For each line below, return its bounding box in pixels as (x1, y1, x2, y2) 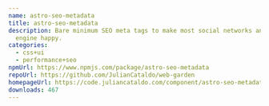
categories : (8, 41, 48, 49)
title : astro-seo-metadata (8, 19, 98, 27)
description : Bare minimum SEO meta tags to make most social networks (8, 26, 252, 34)
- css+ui (15, 49, 45, 57)
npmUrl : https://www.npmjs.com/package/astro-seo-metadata (8, 64, 210, 72)
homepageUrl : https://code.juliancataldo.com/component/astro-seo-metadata (8, 78, 267, 86)
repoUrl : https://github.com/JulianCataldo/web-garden (8, 71, 195, 79)
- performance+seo (15, 57, 78, 65)
